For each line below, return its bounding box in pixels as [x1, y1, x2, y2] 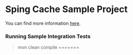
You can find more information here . [5, 20, 81, 26]
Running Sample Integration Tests [5, 33, 91, 40]
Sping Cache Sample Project [5, 4, 128, 15]
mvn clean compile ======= [17, 44, 80, 50]
